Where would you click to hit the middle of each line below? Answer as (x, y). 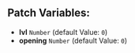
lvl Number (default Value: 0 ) (63, 32)
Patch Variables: (49, 13)
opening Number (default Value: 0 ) (73, 40)
